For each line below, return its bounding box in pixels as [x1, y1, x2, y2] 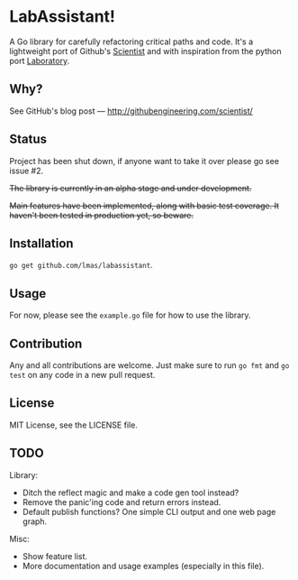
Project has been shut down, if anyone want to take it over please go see [9, 155, 279, 166]
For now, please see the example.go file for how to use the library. [9, 309, 251, 321]
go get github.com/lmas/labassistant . [9, 260, 153, 271]
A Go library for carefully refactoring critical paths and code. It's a [9, 36, 254, 47]
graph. [22, 516, 48, 527]
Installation [9, 235, 74, 251]
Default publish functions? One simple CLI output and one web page [22, 506, 276, 517]
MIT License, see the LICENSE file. [9, 419, 138, 430]
